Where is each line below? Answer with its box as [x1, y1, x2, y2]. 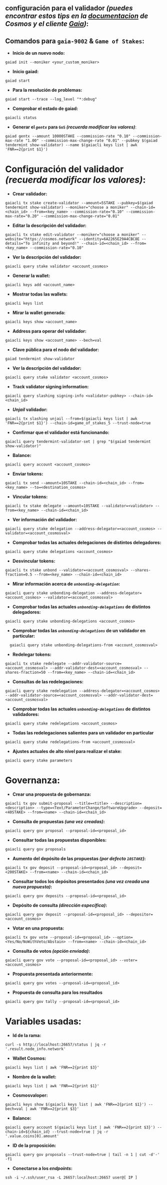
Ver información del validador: [12, 517, 77, 523]
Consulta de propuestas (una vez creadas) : [12, 819, 105, 825]
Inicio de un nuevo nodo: [12, 50, 65, 56]
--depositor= [125, 912, 153, 917]
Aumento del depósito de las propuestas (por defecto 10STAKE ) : [12, 855, 146, 862]
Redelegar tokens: [12, 652, 51, 658]
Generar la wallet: [12, 273, 50, 279]
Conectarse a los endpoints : [12, 1165, 72, 1171]
